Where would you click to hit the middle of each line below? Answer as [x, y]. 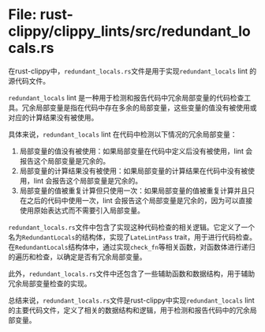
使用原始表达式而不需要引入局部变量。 [82, 210]
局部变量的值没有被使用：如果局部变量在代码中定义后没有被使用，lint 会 [136, 151]
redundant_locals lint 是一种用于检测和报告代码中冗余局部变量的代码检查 [126, 97]
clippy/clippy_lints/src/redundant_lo [129, 31]
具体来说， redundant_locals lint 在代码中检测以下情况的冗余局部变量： [123, 134]
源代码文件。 [29, 81]
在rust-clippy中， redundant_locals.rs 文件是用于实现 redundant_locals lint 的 [132, 71]
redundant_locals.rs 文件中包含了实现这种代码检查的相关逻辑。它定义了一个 [132, 227]
